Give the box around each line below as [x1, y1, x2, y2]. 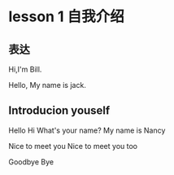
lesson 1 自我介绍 [8, 7, 124, 26]
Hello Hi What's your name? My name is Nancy [8, 125, 166, 135]
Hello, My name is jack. [8, 81, 87, 90]
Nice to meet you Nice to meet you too [8, 141, 138, 151]
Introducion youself [8, 103, 111, 118]
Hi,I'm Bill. [8, 64, 42, 74]
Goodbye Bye [8, 156, 54, 167]
